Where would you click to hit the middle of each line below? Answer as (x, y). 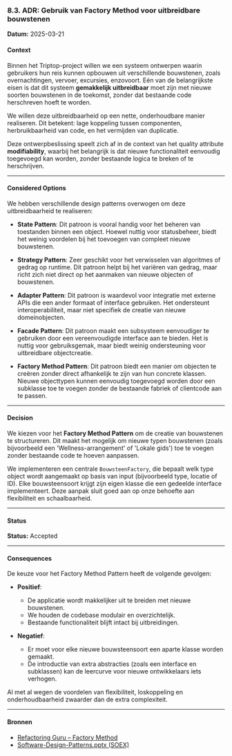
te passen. (32, 395)
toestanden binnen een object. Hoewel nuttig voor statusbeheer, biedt (117, 231)
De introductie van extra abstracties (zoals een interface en (112, 664)
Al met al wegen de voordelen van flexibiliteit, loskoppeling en (95, 692)
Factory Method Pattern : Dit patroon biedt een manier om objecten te (117, 366)
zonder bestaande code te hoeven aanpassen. (73, 455)
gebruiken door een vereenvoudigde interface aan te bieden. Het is (113, 338)
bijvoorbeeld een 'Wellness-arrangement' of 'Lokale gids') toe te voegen (110, 448)
